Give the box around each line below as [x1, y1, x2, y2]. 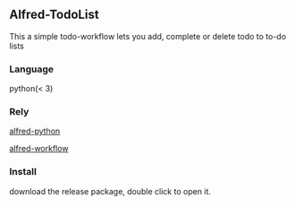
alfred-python [9, 125, 61, 137]
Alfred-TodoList [9, 7, 100, 22]
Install [9, 166, 38, 178]
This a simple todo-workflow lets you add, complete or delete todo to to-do [9, 30, 287, 41]
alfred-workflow [9, 143, 69, 154]
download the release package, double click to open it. [9, 185, 212, 196]
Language [9, 63, 55, 75]
